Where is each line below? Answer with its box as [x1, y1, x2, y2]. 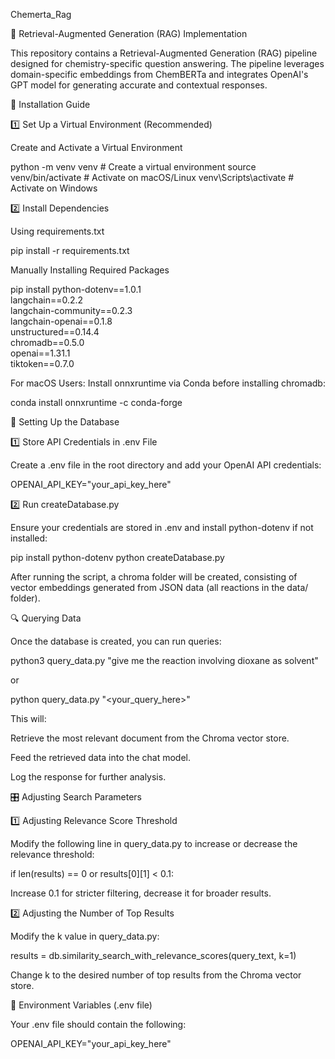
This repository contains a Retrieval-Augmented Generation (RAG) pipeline [10, 47, 318, 59]
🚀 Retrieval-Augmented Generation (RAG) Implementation [10, 28, 248, 39]
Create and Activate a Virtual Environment [10, 142, 183, 153]
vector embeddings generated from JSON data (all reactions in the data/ [10, 582, 309, 593]
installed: [10, 532, 48, 544]
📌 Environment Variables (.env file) [10, 999, 153, 1011]
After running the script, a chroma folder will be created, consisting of [10, 571, 298, 583]
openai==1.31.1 [10, 347, 71, 359]
